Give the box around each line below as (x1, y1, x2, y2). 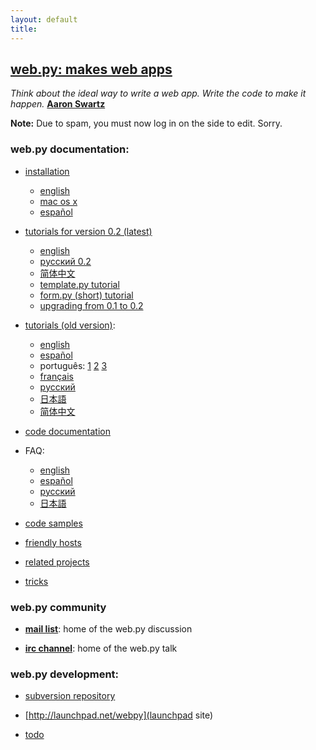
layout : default (10, 14, 78, 25)
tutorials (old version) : (24, 319, 116, 331)
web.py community (10, 600, 107, 614)
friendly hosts (24, 536, 82, 548)
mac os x (39, 195, 78, 207)
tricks (24, 575, 49, 587)
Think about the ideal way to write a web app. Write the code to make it (10, 87, 307, 100)
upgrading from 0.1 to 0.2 (39, 299, 144, 311)
